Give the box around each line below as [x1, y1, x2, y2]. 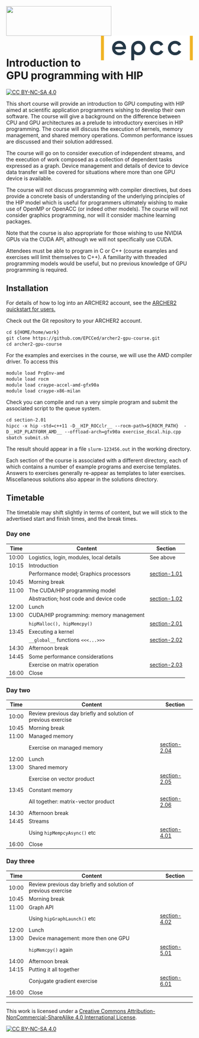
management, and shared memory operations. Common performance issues [6, 131, 193, 139]
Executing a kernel [28, 628, 74, 635]
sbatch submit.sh [6, 435, 49, 441]
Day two [6, 686, 31, 694]
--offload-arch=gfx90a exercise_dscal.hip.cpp [64, 429, 182, 435]
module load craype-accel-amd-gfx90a [6, 382, 99, 388]
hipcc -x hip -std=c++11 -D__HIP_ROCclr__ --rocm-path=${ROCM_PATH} [6, 423, 179, 429]
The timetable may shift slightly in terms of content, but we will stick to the [6, 508, 188, 516]
